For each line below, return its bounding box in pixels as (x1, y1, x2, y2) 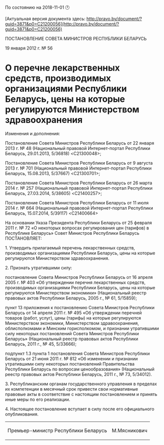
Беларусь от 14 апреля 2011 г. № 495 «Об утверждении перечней (5, 310, 142, 316)
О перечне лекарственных (5, 62, 120, 74)
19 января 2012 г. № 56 (5, 45, 53, 51)
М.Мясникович (112, 427, 148, 434)
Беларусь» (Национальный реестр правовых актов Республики (5, 336, 139, 342)
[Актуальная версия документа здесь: (5, 16, 86, 22)
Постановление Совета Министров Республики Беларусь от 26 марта (5, 180, 153, 186)
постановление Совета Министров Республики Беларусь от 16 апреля (5, 274, 153, 280)
